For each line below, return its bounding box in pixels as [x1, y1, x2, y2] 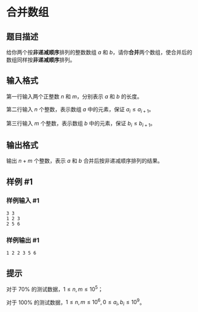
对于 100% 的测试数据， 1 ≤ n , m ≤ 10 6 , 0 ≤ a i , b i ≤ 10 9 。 [6, 297, 145, 307]
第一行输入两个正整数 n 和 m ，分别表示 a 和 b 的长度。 [6, 93, 143, 100]
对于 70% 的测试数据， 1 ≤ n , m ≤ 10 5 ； [6, 285, 104, 293]
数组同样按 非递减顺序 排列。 [6, 56, 76, 63]
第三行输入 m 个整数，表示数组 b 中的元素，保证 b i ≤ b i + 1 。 [6, 119, 156, 128]
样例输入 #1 [6, 196, 39, 204]
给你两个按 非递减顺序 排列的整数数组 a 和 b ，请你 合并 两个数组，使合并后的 [6, 49, 193, 56]
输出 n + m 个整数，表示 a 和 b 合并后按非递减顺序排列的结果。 [6, 157, 163, 164]
